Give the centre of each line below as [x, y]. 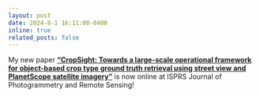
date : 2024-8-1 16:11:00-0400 [58, 23]
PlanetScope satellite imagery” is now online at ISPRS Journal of [115, 76]
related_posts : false [44, 37]
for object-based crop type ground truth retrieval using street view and [127, 69]
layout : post [30, 15]
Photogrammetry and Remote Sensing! [71, 85]
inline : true [30, 30]
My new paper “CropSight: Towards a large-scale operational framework [130, 60]
